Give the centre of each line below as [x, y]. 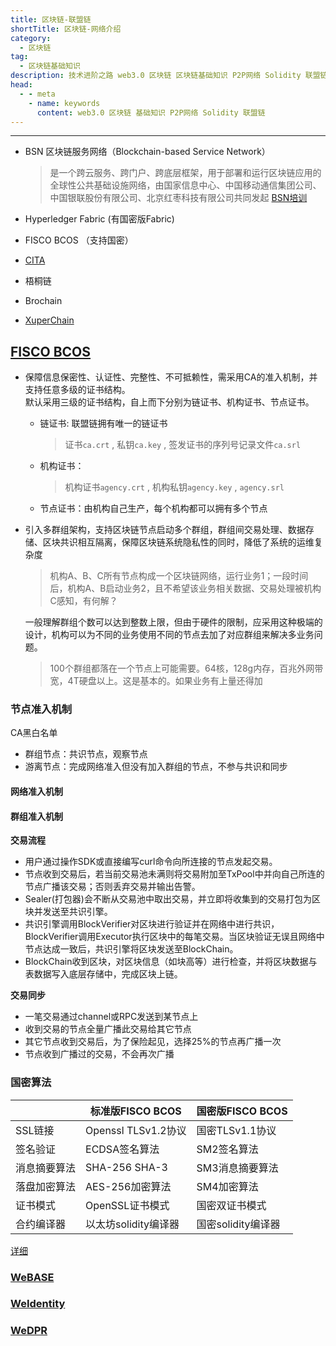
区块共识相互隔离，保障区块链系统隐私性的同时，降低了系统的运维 [178, 542]
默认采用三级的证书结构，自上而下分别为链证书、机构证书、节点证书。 [169, 402]
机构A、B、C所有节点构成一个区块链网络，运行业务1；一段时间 [179, 576]
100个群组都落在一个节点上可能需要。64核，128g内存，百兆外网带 [186, 668]
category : [31, 38]
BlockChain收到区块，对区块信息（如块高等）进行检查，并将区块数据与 [171, 962]
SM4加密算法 [227, 1186]
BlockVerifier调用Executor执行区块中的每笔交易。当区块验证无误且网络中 [174, 937]
